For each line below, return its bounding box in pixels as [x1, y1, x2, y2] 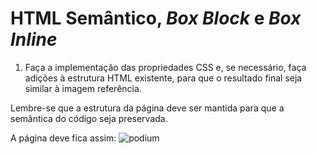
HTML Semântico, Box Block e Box [10, 7, 302, 30]
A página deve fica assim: [10, 132, 117, 144]
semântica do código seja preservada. [10, 112, 168, 124]
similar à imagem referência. [24, 82, 142, 94]
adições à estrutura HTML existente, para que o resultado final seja [24, 72, 303, 84]
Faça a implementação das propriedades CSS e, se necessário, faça [24, 61, 307, 73]
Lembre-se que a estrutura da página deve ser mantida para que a [10, 102, 285, 114]
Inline [10, 28, 58, 51]
